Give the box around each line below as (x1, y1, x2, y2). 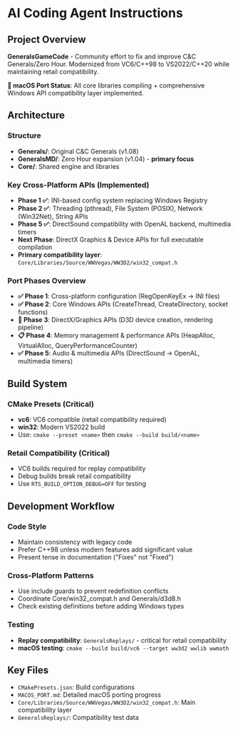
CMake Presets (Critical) (7, 399, 95, 409)
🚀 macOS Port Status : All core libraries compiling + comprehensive (7, 81, 205, 90)
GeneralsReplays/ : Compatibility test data (17, 713, 139, 722)
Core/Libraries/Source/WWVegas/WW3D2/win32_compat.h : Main (17, 698, 196, 707)
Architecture (7, 109, 66, 122)
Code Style (7, 522, 47, 532)
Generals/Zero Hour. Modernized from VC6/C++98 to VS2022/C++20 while (7, 60, 230, 68)
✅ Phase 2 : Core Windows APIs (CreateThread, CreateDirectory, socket (17, 300, 228, 309)
